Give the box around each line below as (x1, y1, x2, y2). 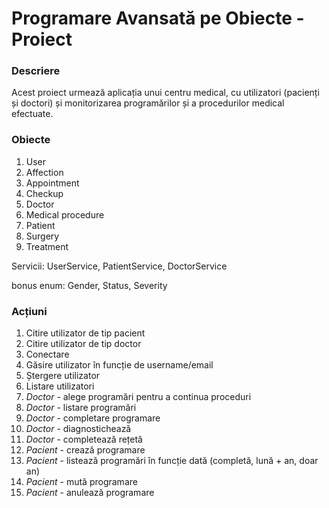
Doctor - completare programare (25, 412, 161, 424)
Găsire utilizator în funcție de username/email (25, 359, 214, 371)
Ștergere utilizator (25, 370, 101, 382)
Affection (25, 166, 64, 178)
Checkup (25, 187, 64, 199)
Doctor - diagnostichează (25, 423, 132, 435)
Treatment (25, 240, 69, 252)
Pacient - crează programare (25, 444, 146, 456)
